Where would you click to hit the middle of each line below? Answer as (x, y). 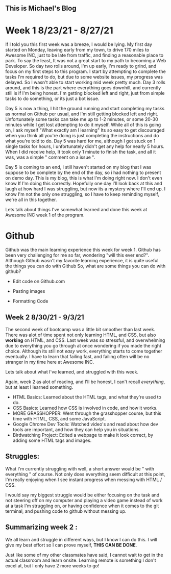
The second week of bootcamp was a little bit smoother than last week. (80, 330)
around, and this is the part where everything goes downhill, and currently (83, 88)
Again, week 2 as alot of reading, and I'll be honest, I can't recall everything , (85, 382)
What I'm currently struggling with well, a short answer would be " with (80, 468)
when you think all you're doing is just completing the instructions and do (82, 136)
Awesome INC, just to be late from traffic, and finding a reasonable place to (84, 55)
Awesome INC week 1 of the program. (45, 215)
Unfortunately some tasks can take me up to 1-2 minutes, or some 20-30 (82, 119)
